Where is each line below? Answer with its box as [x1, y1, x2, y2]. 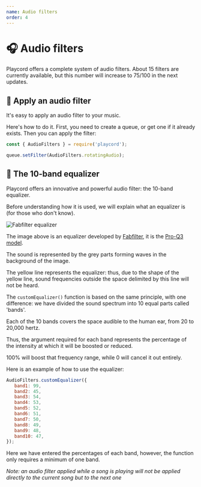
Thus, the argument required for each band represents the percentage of [6, 335, 187, 343]
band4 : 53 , [14, 400, 42, 406]
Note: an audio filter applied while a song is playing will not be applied [6, 468, 181, 475]
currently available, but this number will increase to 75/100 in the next [6, 72, 178, 79]
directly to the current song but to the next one [6, 474, 122, 482]
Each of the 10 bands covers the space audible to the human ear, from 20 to [6, 317, 194, 325]
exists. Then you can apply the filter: [6, 130, 97, 137]
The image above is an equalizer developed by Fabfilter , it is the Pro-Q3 [6, 232, 184, 240]
